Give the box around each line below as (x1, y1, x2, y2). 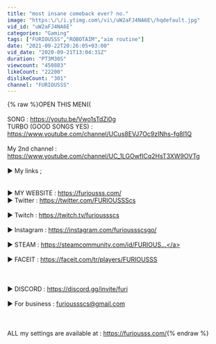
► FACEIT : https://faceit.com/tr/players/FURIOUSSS (7, 255, 158, 264)
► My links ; (7, 167, 42, 175)
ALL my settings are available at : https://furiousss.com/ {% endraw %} (7, 329, 210, 338)
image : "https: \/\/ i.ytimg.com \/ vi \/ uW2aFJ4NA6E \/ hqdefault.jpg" (7, 17, 200, 24)
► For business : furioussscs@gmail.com (7, 300, 126, 308)
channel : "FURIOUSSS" (7, 81, 70, 88)
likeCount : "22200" (7, 68, 64, 75)
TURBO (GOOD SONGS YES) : (7, 122, 93, 131)
